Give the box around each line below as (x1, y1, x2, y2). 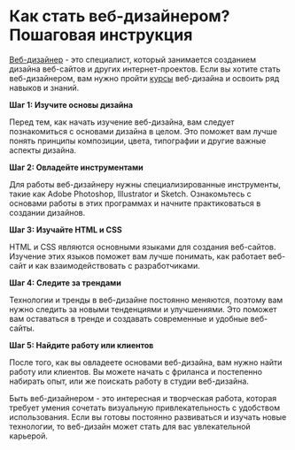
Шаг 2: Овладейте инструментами (9, 162, 144, 172)
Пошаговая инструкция (9, 25, 193, 45)
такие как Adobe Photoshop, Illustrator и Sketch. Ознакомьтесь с (9, 188, 252, 199)
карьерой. (9, 431, 49, 441)
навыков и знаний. (9, 82, 80, 93)
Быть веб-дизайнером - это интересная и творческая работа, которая (9, 393, 277, 403)
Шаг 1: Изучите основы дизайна (9, 99, 134, 110)
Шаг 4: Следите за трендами (9, 277, 121, 288)
